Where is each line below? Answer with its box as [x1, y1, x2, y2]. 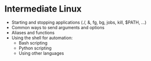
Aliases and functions [11, 30, 55, 35]
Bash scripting [18, 40, 48, 46]
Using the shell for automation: [11, 35, 73, 41]
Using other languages [18, 50, 64, 56]
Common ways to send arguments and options [11, 24, 105, 30]
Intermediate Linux [4, 3, 82, 15]
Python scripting [18, 45, 52, 51]
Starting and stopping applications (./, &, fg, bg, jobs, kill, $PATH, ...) [11, 19, 147, 25]
